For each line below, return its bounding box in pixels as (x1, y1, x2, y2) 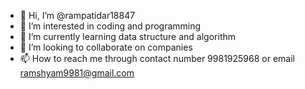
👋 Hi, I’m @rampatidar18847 (19, 10, 136, 21)
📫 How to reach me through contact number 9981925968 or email (19, 53, 295, 64)
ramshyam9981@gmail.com (19, 67, 135, 79)
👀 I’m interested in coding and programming (19, 20, 202, 32)
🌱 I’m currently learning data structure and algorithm (19, 31, 237, 42)
